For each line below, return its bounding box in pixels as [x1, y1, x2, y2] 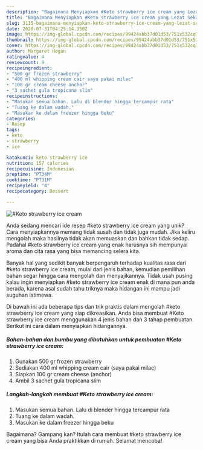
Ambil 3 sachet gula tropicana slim [14, 377, 101, 384]
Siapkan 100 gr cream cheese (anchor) [14, 370, 112, 378]
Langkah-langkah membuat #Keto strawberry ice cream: [6, 391, 153, 398]
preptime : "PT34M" [6, 172, 53, 178]
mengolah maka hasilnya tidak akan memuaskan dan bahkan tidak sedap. [6, 234, 190, 242]
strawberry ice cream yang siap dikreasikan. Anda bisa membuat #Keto [6, 309, 184, 317]
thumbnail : [6, 37, 34, 43]
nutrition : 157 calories [6, 160, 69, 166]
